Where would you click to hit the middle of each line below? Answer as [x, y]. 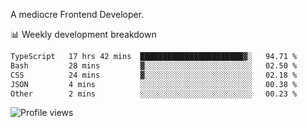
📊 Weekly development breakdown [83, 34]
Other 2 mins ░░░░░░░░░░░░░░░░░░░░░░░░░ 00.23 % [154, 94]
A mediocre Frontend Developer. [77, 14]
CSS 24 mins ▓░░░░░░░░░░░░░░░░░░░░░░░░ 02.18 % [154, 75]
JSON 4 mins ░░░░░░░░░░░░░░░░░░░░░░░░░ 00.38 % [154, 84]
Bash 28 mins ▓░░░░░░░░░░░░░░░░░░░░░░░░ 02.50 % [154, 65]
